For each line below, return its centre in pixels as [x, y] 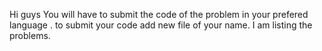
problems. [30, 35]
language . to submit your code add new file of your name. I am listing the [161, 25]
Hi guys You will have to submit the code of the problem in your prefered [159, 14]
